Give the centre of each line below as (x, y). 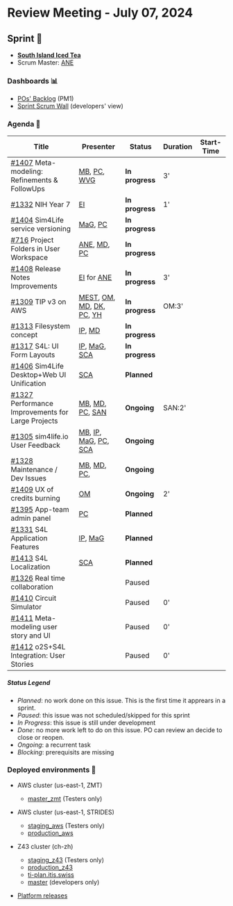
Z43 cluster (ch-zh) (45, 846)
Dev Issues (29, 478)
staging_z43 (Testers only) (66, 859)
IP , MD (89, 330)
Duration (178, 146)
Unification (28, 383)
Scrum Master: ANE (45, 63)
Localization (31, 567)
